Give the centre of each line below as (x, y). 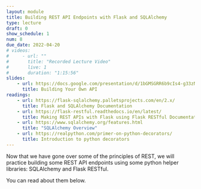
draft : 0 (17, 28)
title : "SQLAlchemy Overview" (60, 128)
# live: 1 (26, 67)
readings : (19, 95)
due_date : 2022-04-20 (33, 45)
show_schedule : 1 (28, 34)
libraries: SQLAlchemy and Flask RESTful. (57, 169)
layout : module (25, 12)
